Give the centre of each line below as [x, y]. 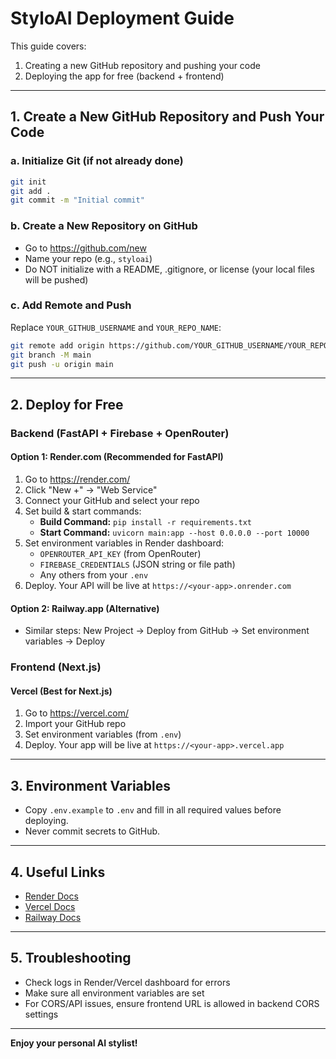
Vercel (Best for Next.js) [61, 691]
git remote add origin [57, 345]
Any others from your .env [94, 574]
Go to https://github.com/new [85, 248]
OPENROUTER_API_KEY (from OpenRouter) [120, 553]
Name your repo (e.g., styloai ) [88, 258]
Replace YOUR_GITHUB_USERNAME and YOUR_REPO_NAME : [116, 327]
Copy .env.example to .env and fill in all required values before [153, 810]
